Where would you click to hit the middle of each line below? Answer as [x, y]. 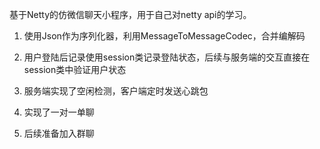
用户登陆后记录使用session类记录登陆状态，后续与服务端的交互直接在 [167, 57]
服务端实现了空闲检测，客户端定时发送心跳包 [116, 91]
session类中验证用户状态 [75, 69]
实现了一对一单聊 [59, 112]
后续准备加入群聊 [59, 133]
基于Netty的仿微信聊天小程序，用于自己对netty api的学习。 [130, 14]
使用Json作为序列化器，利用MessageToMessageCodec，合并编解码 [164, 36]
